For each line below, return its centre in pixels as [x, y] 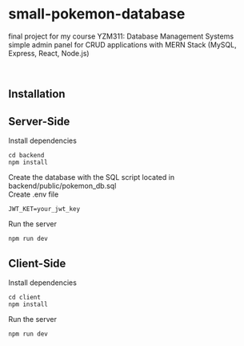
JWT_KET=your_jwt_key [44, 210]
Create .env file [34, 194]
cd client [25, 297]
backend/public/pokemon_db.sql [62, 186]
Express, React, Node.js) [49, 53]
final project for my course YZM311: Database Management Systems [121, 36]
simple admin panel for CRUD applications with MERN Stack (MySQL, [123, 44]
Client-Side [37, 263]
